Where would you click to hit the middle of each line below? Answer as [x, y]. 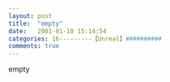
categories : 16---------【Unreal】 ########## [85, 39]
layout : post [30, 16]
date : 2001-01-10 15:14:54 [57, 31]
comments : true [34, 46]
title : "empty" [36, 24]
